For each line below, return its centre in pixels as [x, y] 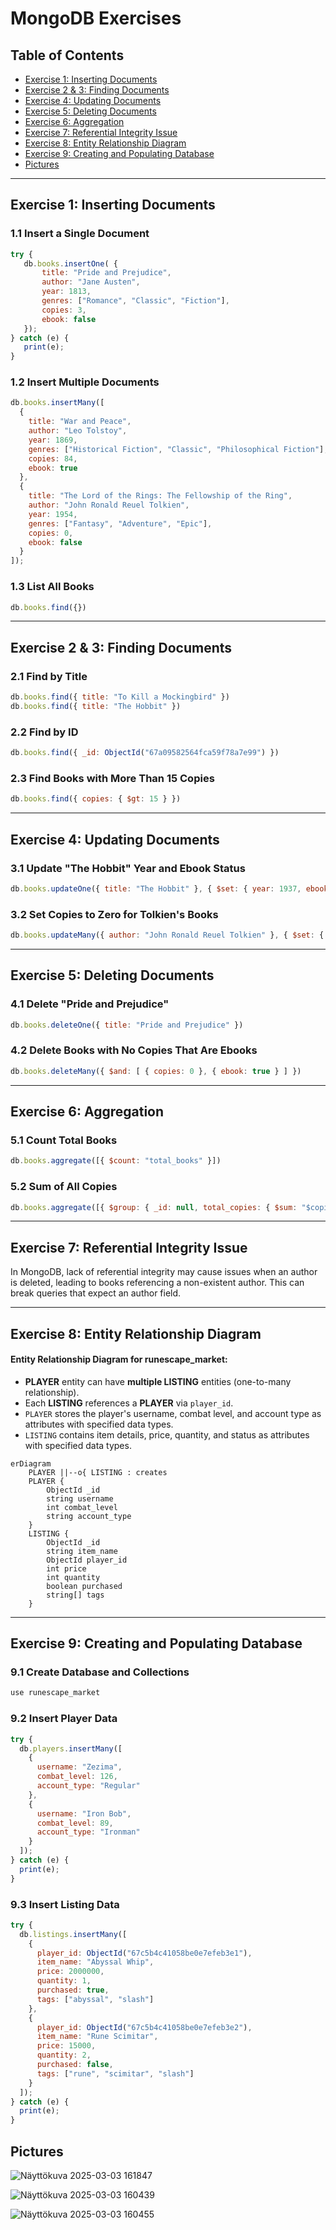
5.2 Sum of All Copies [64, 1187]
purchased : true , [73, 1990]
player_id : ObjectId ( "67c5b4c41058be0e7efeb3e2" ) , [144, 2027]
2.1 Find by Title [49, 676]
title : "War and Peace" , [80, 422]
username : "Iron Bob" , [84, 1813]
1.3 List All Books [52, 587]
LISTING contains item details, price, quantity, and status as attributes [167, 1434]
